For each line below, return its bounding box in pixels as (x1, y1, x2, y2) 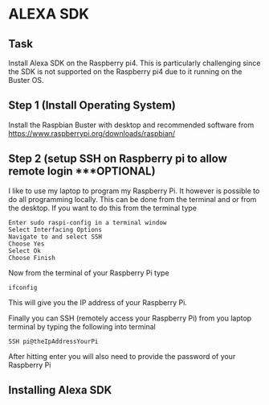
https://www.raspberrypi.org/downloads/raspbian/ (8, 128, 176, 138)
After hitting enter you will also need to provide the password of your (8, 351, 236, 361)
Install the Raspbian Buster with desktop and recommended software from (8, 120, 255, 130)
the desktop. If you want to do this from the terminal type (8, 203, 198, 213)
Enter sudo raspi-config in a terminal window (8, 218, 167, 226)
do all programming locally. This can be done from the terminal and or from (8, 194, 257, 204)
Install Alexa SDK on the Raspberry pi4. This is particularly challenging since (8, 58, 261, 68)
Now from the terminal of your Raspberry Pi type (8, 267, 170, 278)
